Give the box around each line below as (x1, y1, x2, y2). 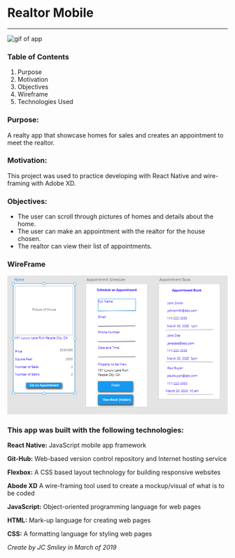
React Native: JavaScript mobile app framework (7, 441, 147, 449)
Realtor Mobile (7, 5, 94, 21)
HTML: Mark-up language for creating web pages (7, 515, 151, 524)
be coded (7, 489, 35, 497)
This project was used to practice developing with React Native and (7, 171, 202, 179)
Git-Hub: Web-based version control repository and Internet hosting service (7, 454, 227, 462)
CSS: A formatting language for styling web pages (7, 529, 152, 538)
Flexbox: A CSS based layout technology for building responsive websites (7, 468, 221, 476)
